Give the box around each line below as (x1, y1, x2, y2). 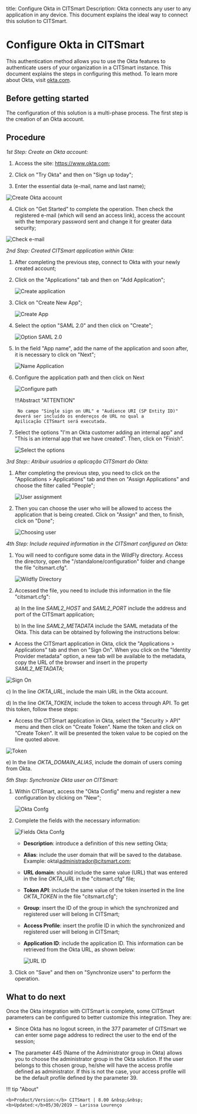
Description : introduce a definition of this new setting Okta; (23, 840, 168, 847)
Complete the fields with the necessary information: (14, 817, 141, 824)
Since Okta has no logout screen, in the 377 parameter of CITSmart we (14, 1026, 187, 1033)
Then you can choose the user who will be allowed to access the (14, 504, 172, 512)
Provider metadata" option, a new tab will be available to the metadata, (14, 652, 186, 659)
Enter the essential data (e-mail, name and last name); (14, 182, 146, 189)
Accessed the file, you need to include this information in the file (14, 587, 171, 594)
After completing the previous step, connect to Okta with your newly (14, 258, 181, 265)
